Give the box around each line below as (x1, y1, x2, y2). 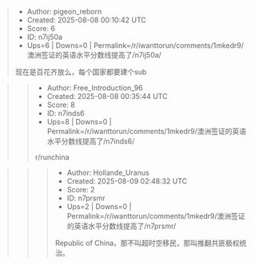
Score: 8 (46, 100, 75, 109)
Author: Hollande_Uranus (66, 168, 149, 177)
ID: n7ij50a (26, 32, 63, 42)
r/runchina (34, 152, 70, 162)
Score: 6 (26, 24, 55, 33)
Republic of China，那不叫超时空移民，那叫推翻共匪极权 (54, 239, 241, 247)
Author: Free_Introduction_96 (46, 83, 143, 93)
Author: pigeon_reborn (26, 7, 102, 16)
